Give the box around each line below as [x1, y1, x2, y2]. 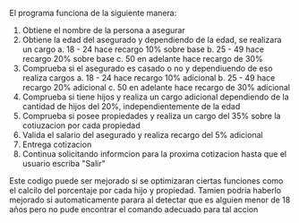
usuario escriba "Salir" [21, 159, 106, 168]
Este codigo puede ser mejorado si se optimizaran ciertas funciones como [9, 176, 284, 186]
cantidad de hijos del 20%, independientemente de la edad [21, 101, 241, 111]
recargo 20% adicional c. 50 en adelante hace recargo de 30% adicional [21, 82, 291, 92]
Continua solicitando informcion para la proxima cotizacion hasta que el [21, 149, 287, 159]
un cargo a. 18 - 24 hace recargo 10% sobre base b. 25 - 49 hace [21, 44, 264, 55]
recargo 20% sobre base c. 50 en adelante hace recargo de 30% [21, 54, 263, 64]
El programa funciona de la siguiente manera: [9, 8, 177, 18]
